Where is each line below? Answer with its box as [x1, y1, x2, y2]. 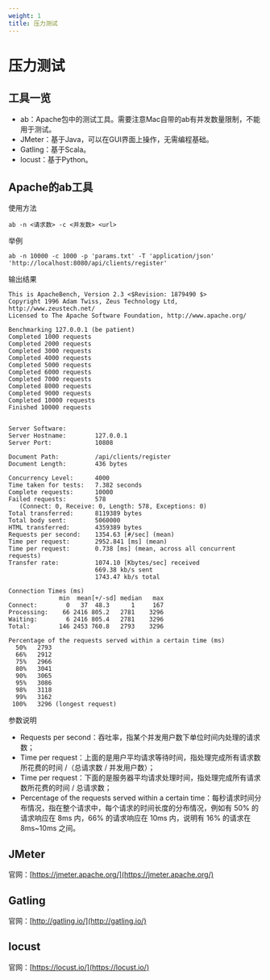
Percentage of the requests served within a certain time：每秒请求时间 [19, 793, 255, 803]
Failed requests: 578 [8, 496, 106, 504]
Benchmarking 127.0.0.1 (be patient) [8, 326, 135, 334]
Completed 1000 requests [8, 333, 92, 341]
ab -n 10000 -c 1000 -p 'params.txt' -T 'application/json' [8, 252, 215, 261]
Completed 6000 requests [8, 368, 92, 376]
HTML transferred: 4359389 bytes [8, 524, 143, 532]
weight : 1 [8, 11, 42, 20]
